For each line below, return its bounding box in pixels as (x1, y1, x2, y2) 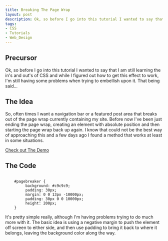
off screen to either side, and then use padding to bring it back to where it (5, 224, 157, 230)
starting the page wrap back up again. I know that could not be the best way (5, 126, 162, 132)
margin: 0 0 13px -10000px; (25, 192, 84, 197)
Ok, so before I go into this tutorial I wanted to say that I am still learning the (5, 67, 161, 73)
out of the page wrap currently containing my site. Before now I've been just (5, 116, 162, 122)
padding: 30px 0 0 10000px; (25, 196, 84, 201)
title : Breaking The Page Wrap (5, 7, 70, 12)
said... (5, 83, 18, 89)
